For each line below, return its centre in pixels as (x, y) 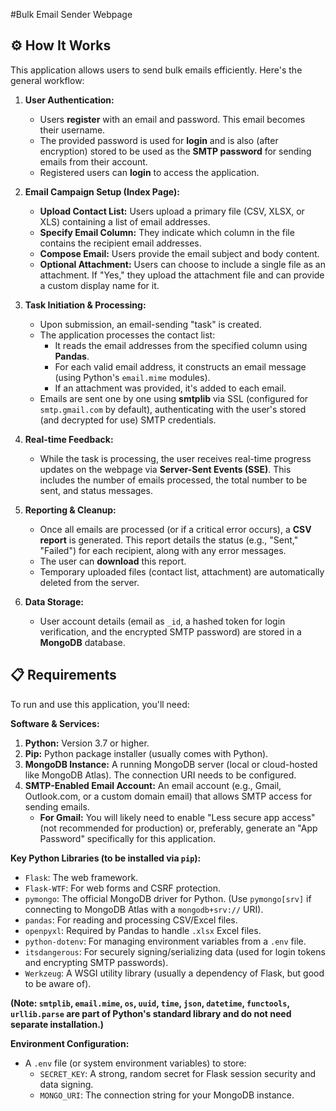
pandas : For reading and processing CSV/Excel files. (131, 920)
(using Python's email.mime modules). (132, 377)
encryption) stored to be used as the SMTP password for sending (175, 151)
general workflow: (47, 80)
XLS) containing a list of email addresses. (125, 221)
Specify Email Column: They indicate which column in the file (167, 232)
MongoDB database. (82, 642)
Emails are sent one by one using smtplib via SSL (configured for (174, 398)
